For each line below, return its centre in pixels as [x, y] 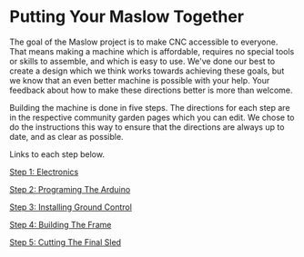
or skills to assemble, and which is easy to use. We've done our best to [142, 61]
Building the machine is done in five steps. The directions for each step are [150, 107]
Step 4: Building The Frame [61, 224]
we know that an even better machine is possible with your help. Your [140, 80]
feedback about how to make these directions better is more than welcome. [151, 90]
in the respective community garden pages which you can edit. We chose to [152, 117]
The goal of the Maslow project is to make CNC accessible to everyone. [144, 42]
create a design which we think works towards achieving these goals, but [147, 71]
